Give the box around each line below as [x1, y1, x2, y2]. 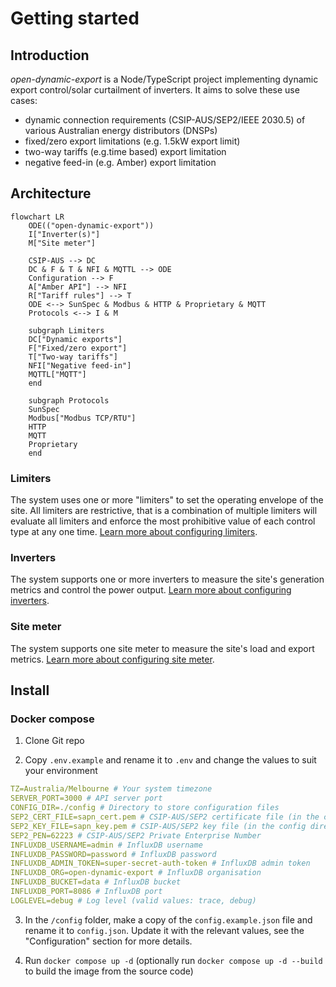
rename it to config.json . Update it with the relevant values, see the [24, 924, 305, 936]
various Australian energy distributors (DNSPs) [24, 125, 218, 136]
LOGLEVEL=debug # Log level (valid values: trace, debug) [10, 895, 257, 906]
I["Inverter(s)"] [28, 229, 101, 239]
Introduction [10, 47, 90, 64]
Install [10, 682, 50, 699]
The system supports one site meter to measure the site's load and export [10, 642, 315, 654]
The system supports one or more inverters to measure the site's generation [10, 573, 325, 586]
